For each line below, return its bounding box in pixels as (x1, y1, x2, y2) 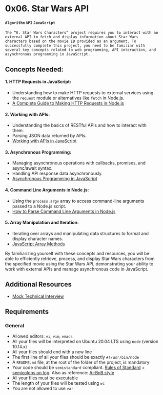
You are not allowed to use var (12, 386, 74, 392)
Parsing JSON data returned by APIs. (12, 133, 87, 139)
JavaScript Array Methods (12, 241, 65, 247)
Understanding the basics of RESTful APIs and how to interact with (12, 122, 147, 128)
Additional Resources (5, 280, 72, 289)
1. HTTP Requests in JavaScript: (5, 79, 72, 85)
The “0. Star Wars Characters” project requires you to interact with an (5, 30, 159, 35)
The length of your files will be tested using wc (12, 380, 105, 386)
